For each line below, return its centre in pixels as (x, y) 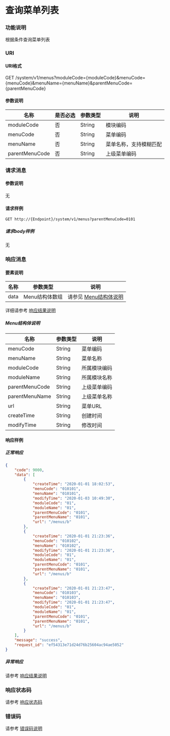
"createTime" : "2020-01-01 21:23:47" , (74, 588)
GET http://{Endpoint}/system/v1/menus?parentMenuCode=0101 (70, 219)
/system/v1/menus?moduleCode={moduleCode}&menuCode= (80, 77)
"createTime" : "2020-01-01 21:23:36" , (74, 536)
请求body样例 (20, 231)
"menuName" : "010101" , (56, 494)
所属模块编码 (97, 368)
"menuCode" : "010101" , (56, 489)
